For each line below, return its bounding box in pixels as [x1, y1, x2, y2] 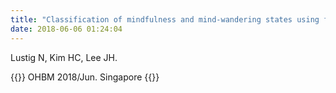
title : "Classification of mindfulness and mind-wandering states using [10, 14, 320, 25]
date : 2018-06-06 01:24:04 [10, 24, 123, 34]
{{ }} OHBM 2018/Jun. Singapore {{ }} [10, 71, 160, 83]
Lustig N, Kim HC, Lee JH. [10, 51, 118, 63]
